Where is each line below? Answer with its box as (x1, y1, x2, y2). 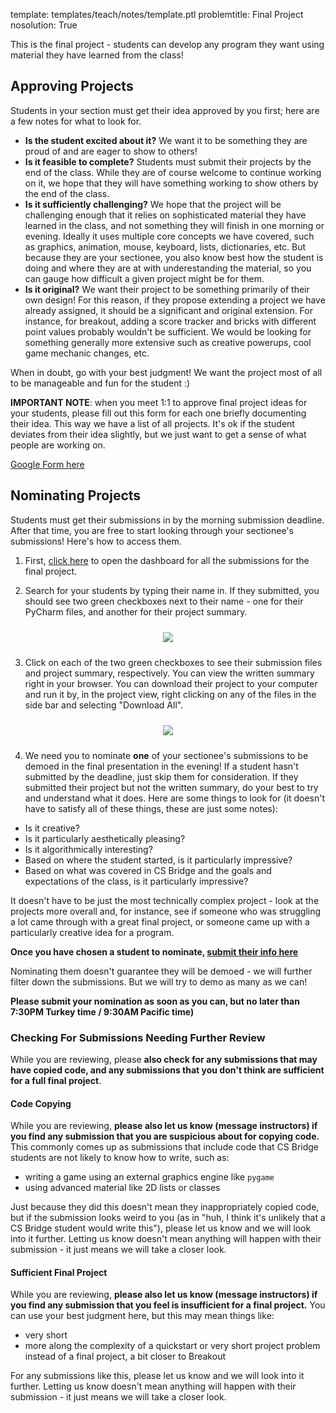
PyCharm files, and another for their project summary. (24, 605, 248, 618)
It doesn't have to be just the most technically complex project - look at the (10, 894, 320, 906)
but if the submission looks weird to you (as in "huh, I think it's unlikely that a (10, 1212, 326, 1224)
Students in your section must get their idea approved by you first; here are (10, 104, 320, 116)
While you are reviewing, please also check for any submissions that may (10, 1053, 318, 1065)
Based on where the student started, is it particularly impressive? (24, 854, 293, 866)
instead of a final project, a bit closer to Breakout (24, 1350, 226, 1363)
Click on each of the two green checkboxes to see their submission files (24, 656, 323, 668)
